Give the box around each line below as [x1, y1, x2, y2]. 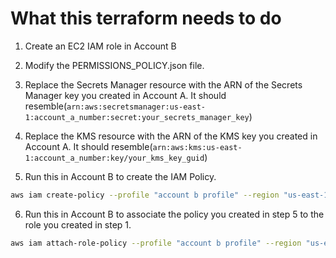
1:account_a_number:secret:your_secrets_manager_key [24, 112, 250, 122]
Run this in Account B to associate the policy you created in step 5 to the [24, 208, 325, 220]
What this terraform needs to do [10, 7, 282, 30]
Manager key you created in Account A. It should [24, 89, 227, 101]
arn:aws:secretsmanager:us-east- [66, 102, 206, 112]
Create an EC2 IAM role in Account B [24, 40, 177, 52]
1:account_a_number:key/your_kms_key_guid [24, 153, 205, 163]
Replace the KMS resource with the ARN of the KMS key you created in [24, 130, 318, 142]
